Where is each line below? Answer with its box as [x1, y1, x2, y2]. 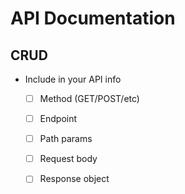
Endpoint [39, 113, 78, 125]
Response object [39, 173, 110, 185]
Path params [39, 133, 93, 145]
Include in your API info [24, 73, 122, 85]
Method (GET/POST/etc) [39, 93, 140, 104]
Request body [39, 153, 98, 165]
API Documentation [10, 7, 176, 30]
